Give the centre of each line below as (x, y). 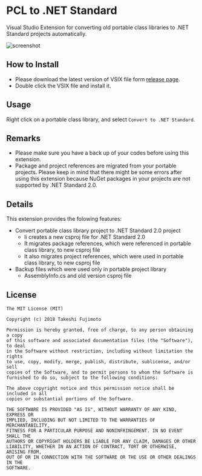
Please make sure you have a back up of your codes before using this (102, 153)
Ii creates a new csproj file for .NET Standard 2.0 (85, 237)
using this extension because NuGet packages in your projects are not (103, 179)
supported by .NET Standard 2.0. (56, 185)
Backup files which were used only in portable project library (91, 269)
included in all (27, 394)
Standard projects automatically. (47, 33)
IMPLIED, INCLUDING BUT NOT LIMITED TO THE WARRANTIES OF (81, 420)
